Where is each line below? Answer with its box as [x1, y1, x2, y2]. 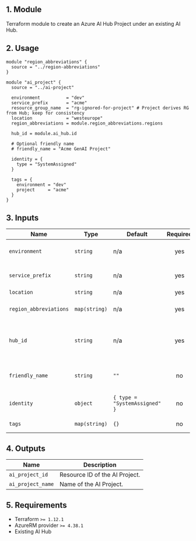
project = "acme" [16, 187, 69, 192]
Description [83, 461, 117, 469]
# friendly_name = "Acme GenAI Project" [11, 146, 111, 151]
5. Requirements [6, 500, 67, 510]
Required [166, 230, 192, 239]
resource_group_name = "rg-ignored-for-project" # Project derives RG [11, 105, 190, 111]
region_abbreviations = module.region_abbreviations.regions [11, 120, 163, 126]
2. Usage [6, 43, 39, 53]
